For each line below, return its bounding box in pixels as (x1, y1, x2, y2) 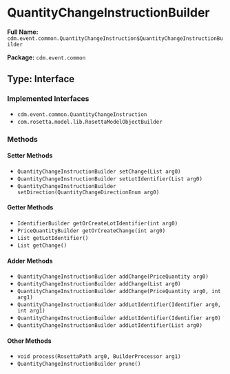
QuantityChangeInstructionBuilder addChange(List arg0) (17, 281, 181, 288)
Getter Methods (7, 203, 54, 212)
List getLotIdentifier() (17, 234, 89, 241)
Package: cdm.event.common (7, 53, 86, 62)
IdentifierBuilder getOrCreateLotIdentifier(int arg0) (17, 220, 178, 227)
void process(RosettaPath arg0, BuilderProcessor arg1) (17, 353, 181, 360)
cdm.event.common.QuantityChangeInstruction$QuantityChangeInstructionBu (7, 35, 224, 42)
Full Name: (7, 28, 39, 36)
